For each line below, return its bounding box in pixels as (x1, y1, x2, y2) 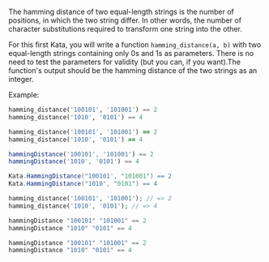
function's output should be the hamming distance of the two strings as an (8, 66, 258, 75)
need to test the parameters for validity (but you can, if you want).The (8, 57, 241, 67)
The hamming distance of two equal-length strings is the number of (8, 7, 235, 16)
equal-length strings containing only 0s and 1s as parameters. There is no (8, 49, 254, 58)
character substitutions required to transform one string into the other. (8, 24, 243, 33)
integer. (8, 75, 34, 84)
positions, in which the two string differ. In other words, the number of (8, 15, 241, 25)
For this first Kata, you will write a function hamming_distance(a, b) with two (8, 40, 262, 49)
